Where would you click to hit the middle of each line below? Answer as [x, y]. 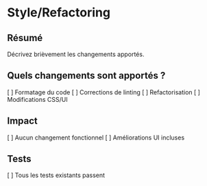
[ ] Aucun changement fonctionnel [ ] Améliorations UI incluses [96, 137]
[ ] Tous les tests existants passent [56, 175]
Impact [22, 121]
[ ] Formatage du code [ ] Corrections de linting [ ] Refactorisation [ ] [104, 92]
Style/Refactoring [59, 13]
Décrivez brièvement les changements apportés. [76, 54]
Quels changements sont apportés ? [86, 76]
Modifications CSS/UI [37, 99]
